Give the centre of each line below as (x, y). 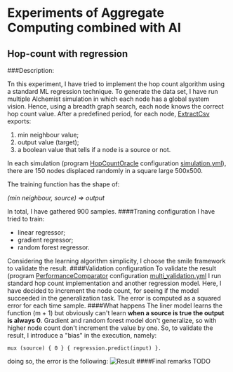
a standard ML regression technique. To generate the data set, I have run (113, 91)
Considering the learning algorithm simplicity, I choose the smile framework (116, 261)
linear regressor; (41, 232)
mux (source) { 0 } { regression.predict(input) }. (84, 348)
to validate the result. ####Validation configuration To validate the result (112, 268)
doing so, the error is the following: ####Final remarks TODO (109, 361)
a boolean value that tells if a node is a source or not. (94, 150)
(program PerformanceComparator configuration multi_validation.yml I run (114, 276)
